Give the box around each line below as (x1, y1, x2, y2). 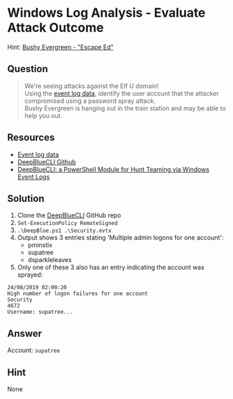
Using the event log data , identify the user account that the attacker (24, 89, 220, 97)
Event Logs (17, 173, 50, 181)
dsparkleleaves (27, 256, 72, 264)
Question (7, 63, 48, 75)
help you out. (24, 111, 63, 119)
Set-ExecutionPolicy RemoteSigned (17, 220, 118, 227)
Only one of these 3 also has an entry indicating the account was (17, 263, 204, 272)
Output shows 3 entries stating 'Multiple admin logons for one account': (17, 233, 225, 242)
